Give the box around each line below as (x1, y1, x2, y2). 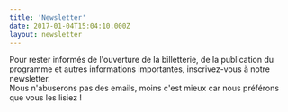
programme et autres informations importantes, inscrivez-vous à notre (9, 64, 270, 74)
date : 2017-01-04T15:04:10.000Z (9, 22, 130, 30)
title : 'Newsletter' (9, 13, 87, 22)
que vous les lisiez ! (9, 92, 83, 103)
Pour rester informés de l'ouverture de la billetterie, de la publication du (9, 55, 274, 65)
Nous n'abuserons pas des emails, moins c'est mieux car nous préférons (9, 82, 280, 94)
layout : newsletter (9, 30, 83, 39)
